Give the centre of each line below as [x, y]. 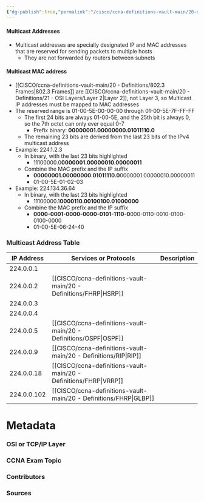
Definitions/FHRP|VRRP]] [87, 381]
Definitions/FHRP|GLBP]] [119, 398]
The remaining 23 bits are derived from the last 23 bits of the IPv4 [107, 137]
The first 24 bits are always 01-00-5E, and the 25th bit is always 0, [107, 117]
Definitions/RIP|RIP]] [112, 356]
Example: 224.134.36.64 [45, 188]
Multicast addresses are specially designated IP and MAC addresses [101, 45]
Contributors [26, 477]
